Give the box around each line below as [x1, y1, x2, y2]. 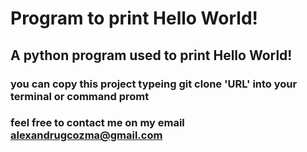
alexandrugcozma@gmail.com [10, 128, 163, 142]
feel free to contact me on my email [10, 116, 185, 130]
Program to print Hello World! [10, 7, 258, 30]
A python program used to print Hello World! [10, 47, 293, 64]
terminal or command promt [10, 89, 150, 103]
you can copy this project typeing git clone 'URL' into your [10, 77, 298, 91]
